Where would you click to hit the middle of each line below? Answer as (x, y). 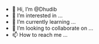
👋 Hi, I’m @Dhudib (34, 9)
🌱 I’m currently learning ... (44, 22)
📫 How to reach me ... (40, 35)
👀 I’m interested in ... (37, 15)
